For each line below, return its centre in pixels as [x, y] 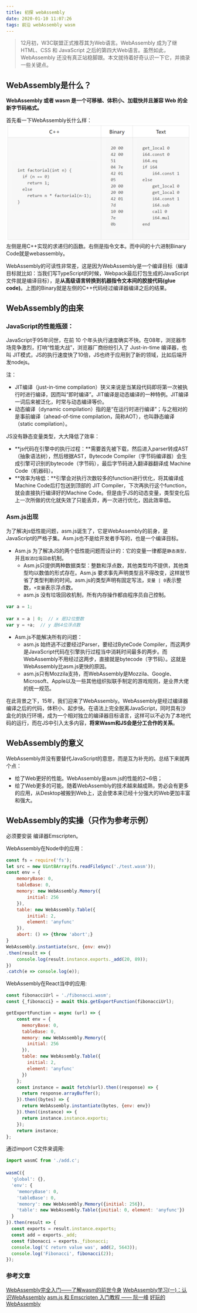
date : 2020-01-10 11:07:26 [39, 18]
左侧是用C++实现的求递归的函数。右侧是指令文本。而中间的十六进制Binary [96, 246]
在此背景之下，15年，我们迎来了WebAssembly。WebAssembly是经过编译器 [97, 701]
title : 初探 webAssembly [35, 12]
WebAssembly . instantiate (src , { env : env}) [59, 947]
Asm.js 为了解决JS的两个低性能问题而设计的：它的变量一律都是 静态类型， [102, 551]
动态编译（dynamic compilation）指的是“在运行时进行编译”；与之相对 [98, 409]
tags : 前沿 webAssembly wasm [41, 25]
